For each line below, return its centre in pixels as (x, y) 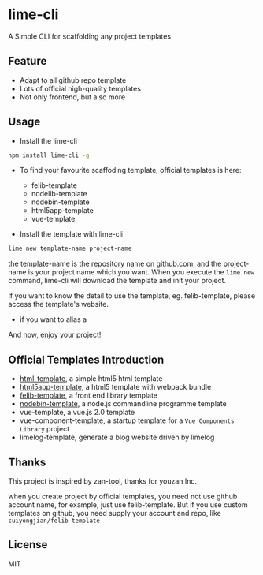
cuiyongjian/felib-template (54, 521)
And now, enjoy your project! (55, 335)
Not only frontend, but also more (72, 97)
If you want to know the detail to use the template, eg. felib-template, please (132, 296)
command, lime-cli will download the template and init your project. (117, 281)
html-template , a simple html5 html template (91, 379)
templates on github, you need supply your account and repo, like (115, 513)
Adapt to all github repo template (73, 80)
